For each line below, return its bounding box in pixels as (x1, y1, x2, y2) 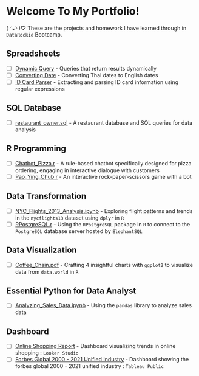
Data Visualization (6, 245, 77, 256)
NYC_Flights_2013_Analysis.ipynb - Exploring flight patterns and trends (15, 207, 193, 214)
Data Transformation (6, 191, 87, 201)
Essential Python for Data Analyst (6, 285, 137, 296)
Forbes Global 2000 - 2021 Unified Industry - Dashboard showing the (15, 356, 189, 363)
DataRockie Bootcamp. (6, 30, 62, 38)
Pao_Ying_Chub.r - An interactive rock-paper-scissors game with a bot (15, 173, 192, 180)
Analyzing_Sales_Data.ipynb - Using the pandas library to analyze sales (15, 302, 192, 309)
